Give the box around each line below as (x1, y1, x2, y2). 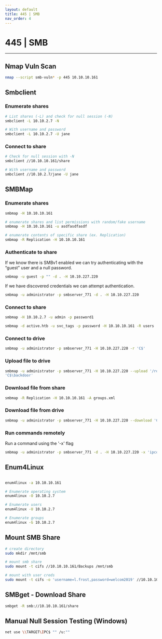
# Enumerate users (5, 502, 42, 507)
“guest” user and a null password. (5, 265, 72, 271)
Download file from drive (5, 407, 64, 414)
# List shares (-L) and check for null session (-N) (5, 114, 113, 119)
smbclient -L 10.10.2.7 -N (5, 118, 59, 124)
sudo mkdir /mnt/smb (5, 551, 47, 556)
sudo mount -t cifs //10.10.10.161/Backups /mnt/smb (5, 564, 113, 569)
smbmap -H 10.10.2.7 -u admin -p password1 (5, 315, 94, 320)
